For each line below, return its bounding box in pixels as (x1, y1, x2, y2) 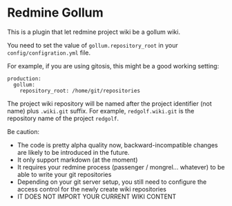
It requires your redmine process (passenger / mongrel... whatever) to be (17, 162, 225, 171)
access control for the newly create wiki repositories (17, 185, 167, 193)
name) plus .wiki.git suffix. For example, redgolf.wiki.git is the (7, 106, 195, 115)
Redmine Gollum (7, 5, 104, 21)
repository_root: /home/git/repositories (19, 87, 140, 94)
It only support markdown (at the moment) (17, 156, 138, 164)
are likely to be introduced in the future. (17, 148, 130, 156)
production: (7, 75, 41, 82)
